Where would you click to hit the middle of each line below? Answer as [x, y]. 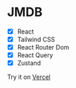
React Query [35, 55]
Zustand [29, 63]
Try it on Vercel [29, 77]
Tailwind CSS [36, 39]
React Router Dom [43, 47]
